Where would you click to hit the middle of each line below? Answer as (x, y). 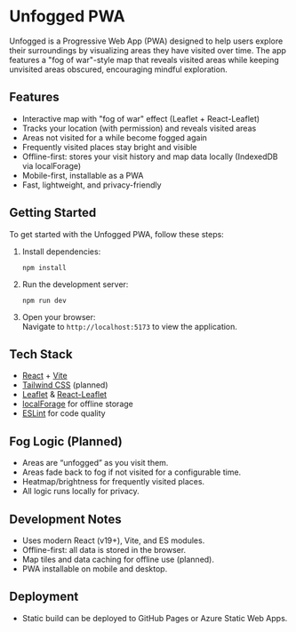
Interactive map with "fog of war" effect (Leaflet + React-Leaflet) (141, 118)
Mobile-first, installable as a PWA (83, 175)
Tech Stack (41, 354)
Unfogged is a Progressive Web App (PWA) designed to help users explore (146, 41)
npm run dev (44, 300)
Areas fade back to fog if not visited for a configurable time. (132, 472)
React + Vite (45, 376)
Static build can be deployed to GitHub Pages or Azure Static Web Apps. (155, 618)
